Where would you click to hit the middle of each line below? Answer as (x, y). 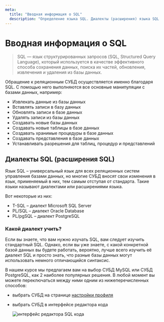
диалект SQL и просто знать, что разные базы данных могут (69, 255)
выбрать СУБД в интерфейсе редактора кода (60, 305)
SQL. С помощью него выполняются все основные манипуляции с (75, 87)
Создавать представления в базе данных (56, 139)
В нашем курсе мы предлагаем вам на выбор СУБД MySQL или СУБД (79, 270)
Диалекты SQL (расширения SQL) (60, 159)
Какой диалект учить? (33, 229)
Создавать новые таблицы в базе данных (56, 128)
